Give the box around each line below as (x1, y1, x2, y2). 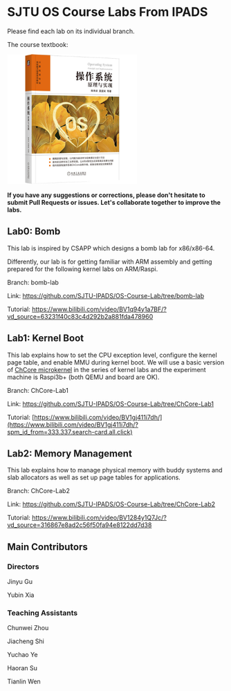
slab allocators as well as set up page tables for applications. (7, 473, 181, 481)
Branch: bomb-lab (7, 278, 59, 286)
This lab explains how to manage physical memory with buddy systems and (7, 466, 223, 475)
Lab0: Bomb (7, 225, 61, 237)
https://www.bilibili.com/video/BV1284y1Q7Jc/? (32, 513, 167, 522)
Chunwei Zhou (7, 624, 49, 632)
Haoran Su (7, 664, 38, 672)
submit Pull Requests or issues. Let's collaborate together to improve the (7, 198, 221, 206)
